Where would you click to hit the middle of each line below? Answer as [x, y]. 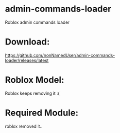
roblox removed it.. [24, 126]
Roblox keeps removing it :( [32, 93]
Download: [27, 42]
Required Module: [42, 113]
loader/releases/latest [27, 60]
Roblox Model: [35, 80]
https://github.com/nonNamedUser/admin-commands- [60, 55]
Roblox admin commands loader [37, 22]
